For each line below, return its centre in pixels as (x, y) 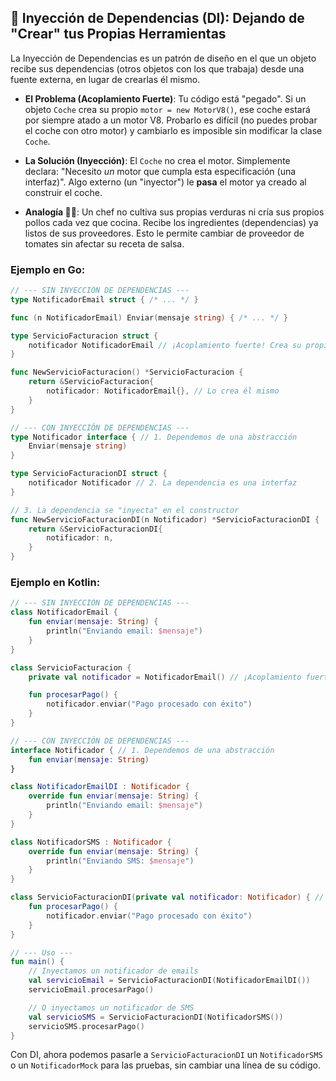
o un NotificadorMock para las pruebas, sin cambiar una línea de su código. (166, 1065)
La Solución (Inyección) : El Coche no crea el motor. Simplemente (157, 160)
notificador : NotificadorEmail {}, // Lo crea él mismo (163, 391)
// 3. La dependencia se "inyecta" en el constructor (125, 510)
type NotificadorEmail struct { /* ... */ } (104, 299)
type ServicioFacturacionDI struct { (89, 474)
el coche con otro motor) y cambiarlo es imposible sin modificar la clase (173, 130)
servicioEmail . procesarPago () (91, 990)
